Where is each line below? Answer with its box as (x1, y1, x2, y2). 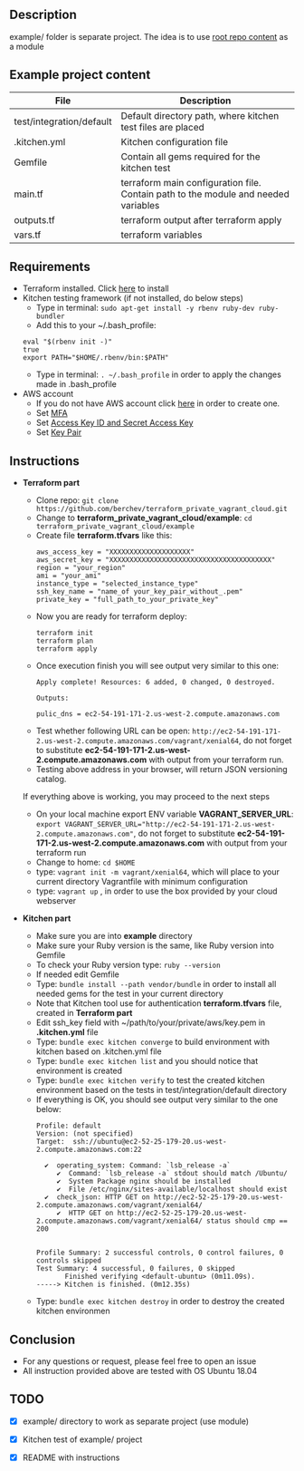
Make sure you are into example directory (35, 931, 193, 942)
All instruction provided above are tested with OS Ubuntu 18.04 (22, 1366, 258, 1377)
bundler (35, 312, 65, 321)
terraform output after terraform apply (120, 213, 282, 226)
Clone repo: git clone (35, 495, 119, 506)
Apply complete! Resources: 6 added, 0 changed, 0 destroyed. (35, 678, 276, 687)
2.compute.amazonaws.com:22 (35, 1146, 142, 1155)
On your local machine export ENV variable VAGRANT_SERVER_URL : (35, 808, 294, 819)
